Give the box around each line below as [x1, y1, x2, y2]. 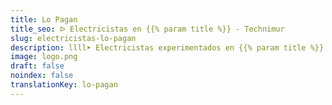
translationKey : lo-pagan [10, 80, 118, 90]
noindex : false [10, 71, 74, 81]
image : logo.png [10, 52, 78, 62]
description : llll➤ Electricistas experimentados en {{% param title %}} [10, 42, 325, 53]
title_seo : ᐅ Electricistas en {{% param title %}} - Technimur [10, 24, 285, 34]
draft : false [10, 61, 65, 71]
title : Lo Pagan [10, 14, 78, 25]
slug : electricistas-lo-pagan [10, 33, 137, 43]
